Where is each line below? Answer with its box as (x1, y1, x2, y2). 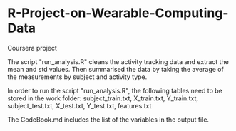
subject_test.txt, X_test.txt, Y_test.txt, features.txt (7, 101, 152, 110)
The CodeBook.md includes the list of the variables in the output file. (7, 115, 209, 124)
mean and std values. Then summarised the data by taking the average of (7, 65, 225, 73)
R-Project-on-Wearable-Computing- (7, 5, 229, 21)
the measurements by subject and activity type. (7, 73, 148, 81)
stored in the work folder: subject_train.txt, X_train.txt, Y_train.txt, (7, 94, 198, 103)
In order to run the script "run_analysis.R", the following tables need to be (7, 86, 222, 95)
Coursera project (7, 43, 57, 52)
